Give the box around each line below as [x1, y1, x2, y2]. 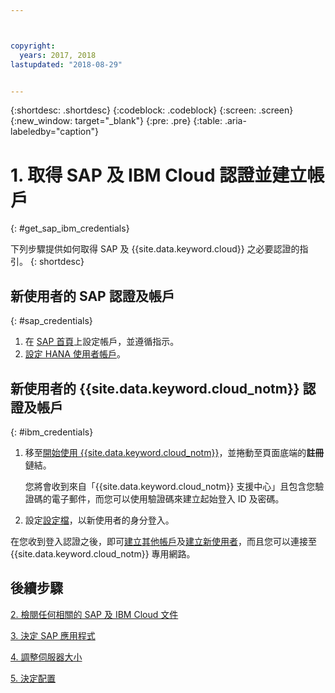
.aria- [224, 115, 247, 127]
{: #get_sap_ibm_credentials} [10, 222, 130, 235]
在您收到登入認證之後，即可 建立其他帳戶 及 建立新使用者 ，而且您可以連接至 [10, 535, 317, 547]
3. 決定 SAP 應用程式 [10, 629, 96, 641]
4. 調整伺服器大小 [10, 651, 83, 663]
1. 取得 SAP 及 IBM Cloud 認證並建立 [10, 164, 308, 186]
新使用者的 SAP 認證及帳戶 [10, 287, 175, 305]
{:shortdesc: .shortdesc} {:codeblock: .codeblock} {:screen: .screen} [10, 104, 294, 116]
